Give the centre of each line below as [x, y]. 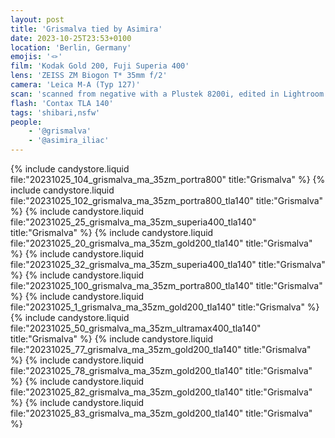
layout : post [37, 19]
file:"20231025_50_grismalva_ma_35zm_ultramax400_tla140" [136, 328]
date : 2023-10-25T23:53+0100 [71, 38]
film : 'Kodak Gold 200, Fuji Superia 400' [100, 66]
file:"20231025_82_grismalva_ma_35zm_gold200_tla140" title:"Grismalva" [161, 392]
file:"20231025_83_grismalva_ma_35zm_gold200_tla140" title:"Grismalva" [161, 413]
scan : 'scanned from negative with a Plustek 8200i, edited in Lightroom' [169, 94]
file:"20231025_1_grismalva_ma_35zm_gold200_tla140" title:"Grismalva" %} [165, 307]
